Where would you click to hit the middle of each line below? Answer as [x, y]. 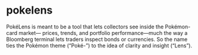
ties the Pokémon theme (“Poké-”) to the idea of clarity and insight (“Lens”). [99, 46]
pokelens [29, 10]
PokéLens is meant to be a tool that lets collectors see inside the [85, 27]
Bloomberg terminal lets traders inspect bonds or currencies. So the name [97, 39]
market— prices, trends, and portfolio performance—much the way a [103, 33]
